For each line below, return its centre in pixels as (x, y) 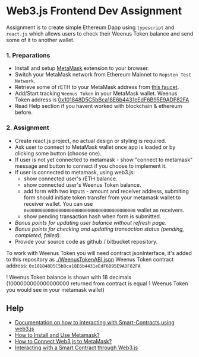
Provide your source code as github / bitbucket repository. (86, 241)
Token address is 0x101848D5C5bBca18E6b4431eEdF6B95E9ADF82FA (102, 100)
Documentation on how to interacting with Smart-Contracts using (94, 323)
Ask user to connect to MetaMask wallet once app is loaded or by (95, 147)
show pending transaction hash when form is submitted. (92, 216)
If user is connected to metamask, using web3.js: (75, 172)
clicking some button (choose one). (58, 153)
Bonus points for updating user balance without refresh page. (91, 222)
